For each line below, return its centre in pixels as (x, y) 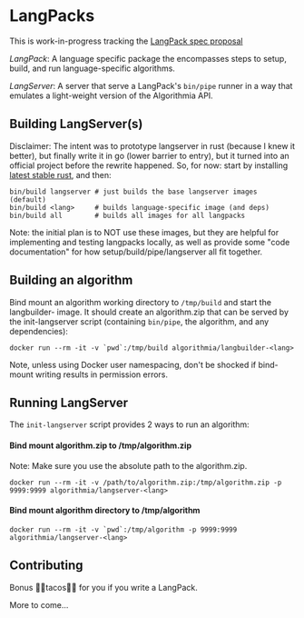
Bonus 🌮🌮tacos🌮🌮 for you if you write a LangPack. (103, 587)
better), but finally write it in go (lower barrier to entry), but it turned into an (150, 155)
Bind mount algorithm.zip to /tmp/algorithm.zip (101, 445)
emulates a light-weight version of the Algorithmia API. (111, 95)
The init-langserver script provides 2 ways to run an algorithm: (129, 424)
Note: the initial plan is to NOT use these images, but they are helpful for (144, 232)
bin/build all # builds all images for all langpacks (127, 215)
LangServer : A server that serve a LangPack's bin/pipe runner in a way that (151, 85)
